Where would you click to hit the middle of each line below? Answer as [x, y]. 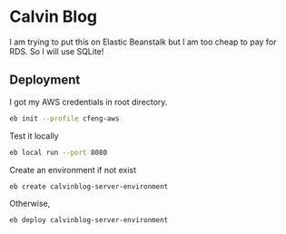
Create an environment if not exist [73, 170]
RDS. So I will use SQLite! [57, 51]
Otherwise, [30, 204]
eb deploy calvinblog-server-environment [89, 220]
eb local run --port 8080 [58, 152]
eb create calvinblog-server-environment [89, 186]
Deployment [45, 80]
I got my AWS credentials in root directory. [89, 102]
